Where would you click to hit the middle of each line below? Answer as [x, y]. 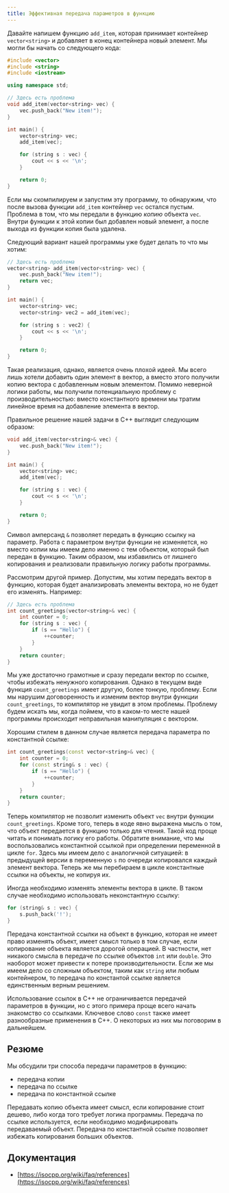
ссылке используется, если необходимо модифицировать [93, 1121]
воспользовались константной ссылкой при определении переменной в [114, 846]
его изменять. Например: [45, 591]
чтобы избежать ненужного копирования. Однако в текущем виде [105, 682]
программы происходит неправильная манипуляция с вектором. [103, 719]
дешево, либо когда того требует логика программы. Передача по [105, 1114]
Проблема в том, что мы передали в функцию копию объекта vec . [104, 214]
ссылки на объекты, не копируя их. [59, 875]
